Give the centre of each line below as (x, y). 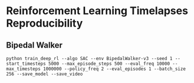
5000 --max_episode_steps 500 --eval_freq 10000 (109, 64)
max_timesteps (24, 69)
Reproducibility (45, 23)
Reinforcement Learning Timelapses (97, 11)
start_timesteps (26, 64)
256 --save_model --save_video (45, 74)
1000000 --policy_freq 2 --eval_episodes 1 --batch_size (114, 69)
